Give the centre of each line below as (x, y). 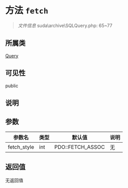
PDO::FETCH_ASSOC (80, 147)
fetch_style (21, 147)
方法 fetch (27, 10)
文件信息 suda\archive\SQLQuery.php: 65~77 (65, 25)
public (12, 86)
